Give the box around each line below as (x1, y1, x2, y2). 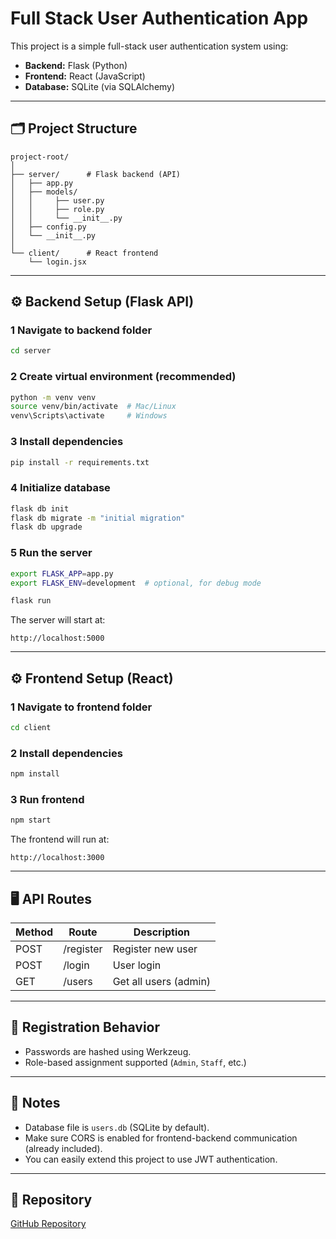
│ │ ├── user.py (10, 195, 105, 206)
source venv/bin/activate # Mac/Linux (10, 402, 177, 412)
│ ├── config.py (10, 222, 87, 232)
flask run (10, 596, 52, 606)
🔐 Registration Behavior (10, 1019, 160, 1036)
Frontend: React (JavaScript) (24, 70, 146, 82)
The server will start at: (10, 614, 106, 626)
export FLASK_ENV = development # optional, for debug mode (10, 578, 262, 588)
